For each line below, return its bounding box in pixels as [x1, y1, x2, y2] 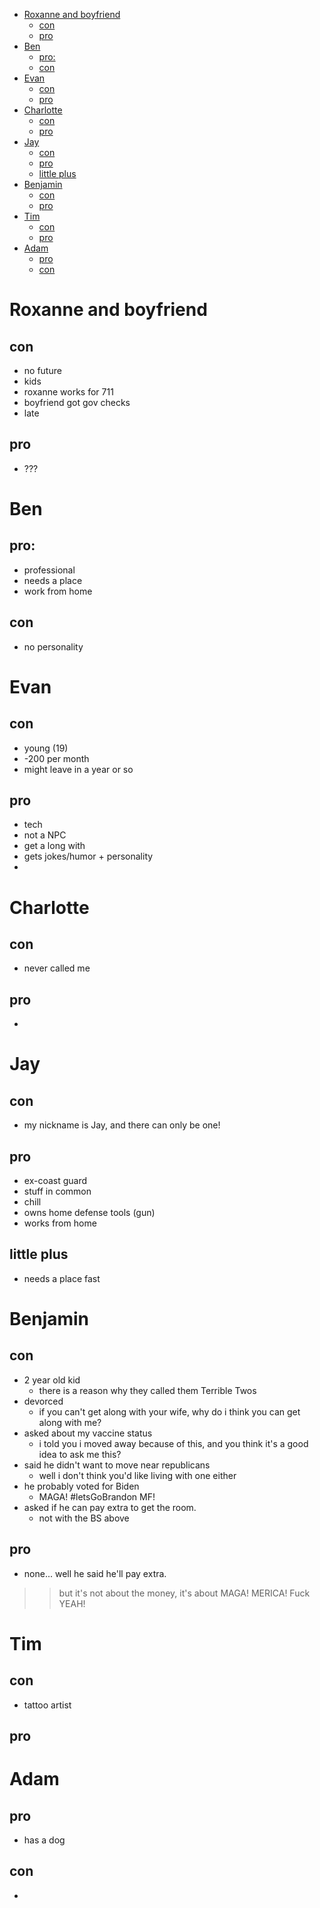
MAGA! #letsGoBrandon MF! [38, 1490, 156, 1503]
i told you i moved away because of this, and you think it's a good [38, 1437, 309, 1449]
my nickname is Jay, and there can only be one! [23, 1119, 221, 1131]
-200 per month [23, 752, 90, 764]
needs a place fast [23, 1272, 101, 1284]
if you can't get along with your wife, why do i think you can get [38, 1405, 301, 1418]
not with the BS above [38, 1512, 130, 1524]
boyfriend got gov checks [23, 397, 131, 408]
